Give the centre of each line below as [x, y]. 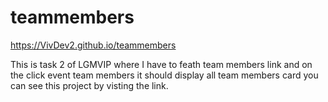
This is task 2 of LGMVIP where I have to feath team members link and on [161, 64]
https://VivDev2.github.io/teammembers [93, 45]
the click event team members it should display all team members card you [164, 75]
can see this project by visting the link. [89, 85]
